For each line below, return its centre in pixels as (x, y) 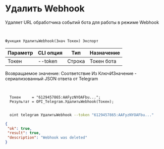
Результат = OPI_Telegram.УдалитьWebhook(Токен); (62, 101)
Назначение (105, 52)
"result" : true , (24, 133)
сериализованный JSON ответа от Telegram (52, 78)
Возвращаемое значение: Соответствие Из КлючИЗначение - (71, 73)
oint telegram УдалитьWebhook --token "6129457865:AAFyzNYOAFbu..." (82, 115)
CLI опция (50, 52)
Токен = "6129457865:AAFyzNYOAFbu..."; (55, 97)
